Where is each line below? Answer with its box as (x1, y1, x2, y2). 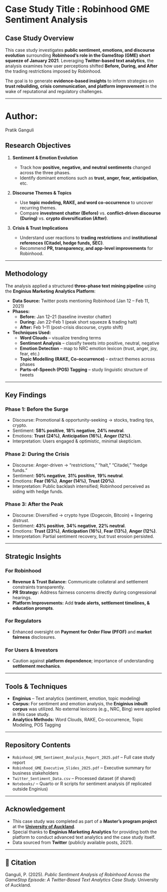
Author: (5, 111, 38, 122)
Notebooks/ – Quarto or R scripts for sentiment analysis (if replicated (12, 780, 152, 786)
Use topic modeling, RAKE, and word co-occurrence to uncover (19, 199, 153, 205)
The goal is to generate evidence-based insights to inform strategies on (5, 78, 154, 84)
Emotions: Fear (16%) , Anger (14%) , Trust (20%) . (12, 478, 116, 484)
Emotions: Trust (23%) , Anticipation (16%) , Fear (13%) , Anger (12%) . (12, 528, 157, 534)
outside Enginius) (12, 785, 48, 792)
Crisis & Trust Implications (12, 225, 69, 231)
